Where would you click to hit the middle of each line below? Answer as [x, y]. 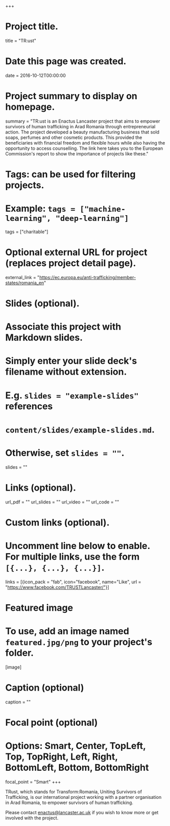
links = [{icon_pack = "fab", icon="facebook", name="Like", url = [73, 582]
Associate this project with [63, 327]
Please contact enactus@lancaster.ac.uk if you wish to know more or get [82, 812]
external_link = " [22, 277]
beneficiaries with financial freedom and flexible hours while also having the [85, 143]
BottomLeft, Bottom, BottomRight [77, 768]
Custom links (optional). [57, 522]
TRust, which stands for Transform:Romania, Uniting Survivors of [74, 792]
